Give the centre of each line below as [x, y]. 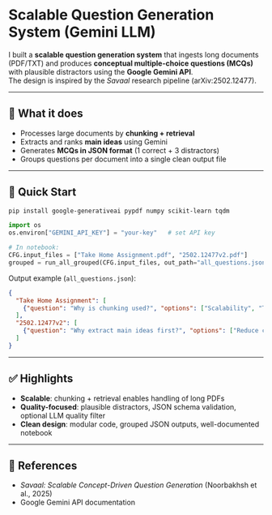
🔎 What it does [46, 114]
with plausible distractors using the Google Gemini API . [101, 71]
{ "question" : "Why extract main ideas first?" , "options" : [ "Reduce [141, 331]
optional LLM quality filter [63, 415]
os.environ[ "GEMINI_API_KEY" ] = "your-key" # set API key [112, 233]
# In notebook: [34, 248]
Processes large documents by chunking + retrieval [108, 133]
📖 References [43, 466]
